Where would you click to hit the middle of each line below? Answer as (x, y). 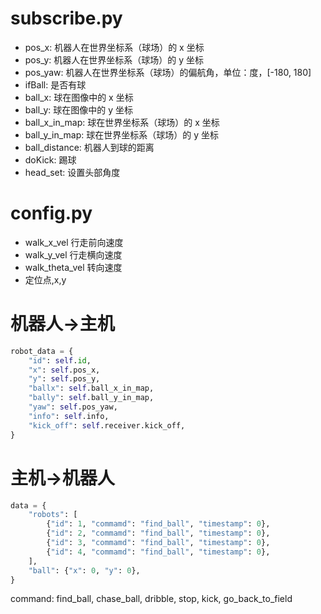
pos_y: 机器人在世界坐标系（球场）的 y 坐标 (114, 59)
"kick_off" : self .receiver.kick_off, (107, 425)
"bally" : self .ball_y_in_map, (91, 398)
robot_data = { (42, 351)
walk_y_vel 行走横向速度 (73, 254)
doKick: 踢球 (50, 159)
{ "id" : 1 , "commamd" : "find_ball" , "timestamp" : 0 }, (158, 524)
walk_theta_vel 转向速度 (73, 267)
